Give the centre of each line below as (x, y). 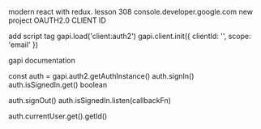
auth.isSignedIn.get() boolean (58, 85)
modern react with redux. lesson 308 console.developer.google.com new (131, 12)
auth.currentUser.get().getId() (58, 116)
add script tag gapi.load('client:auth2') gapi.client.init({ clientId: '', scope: (130, 36)
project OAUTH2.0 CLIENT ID (58, 20)
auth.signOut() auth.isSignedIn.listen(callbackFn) (90, 100)
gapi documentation (42, 60)
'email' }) (24, 45)
